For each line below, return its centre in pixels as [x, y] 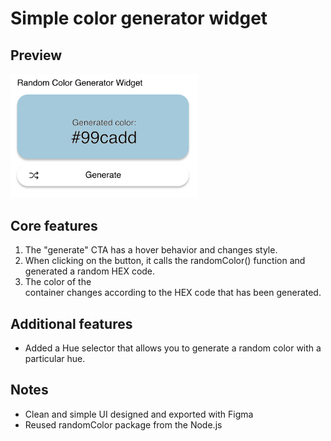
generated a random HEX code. [90, 271]
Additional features [71, 323]
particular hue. [55, 359]
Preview [36, 55]
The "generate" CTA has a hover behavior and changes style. [151, 250]
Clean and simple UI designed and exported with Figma [139, 414]
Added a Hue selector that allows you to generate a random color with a [173, 348]
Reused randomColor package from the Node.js [123, 424]
